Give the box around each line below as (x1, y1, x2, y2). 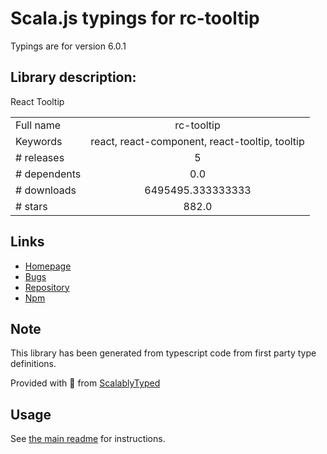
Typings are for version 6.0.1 (10, 40, 127, 52)
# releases (15, 150, 65, 164)
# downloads (15, 183, 77, 197)
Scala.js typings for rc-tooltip (10, 7, 260, 30)
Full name (15, 118, 62, 132)
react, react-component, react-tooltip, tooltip (90, 134, 305, 148)
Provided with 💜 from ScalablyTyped (10, 377, 161, 389)
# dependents (15, 167, 82, 181)
